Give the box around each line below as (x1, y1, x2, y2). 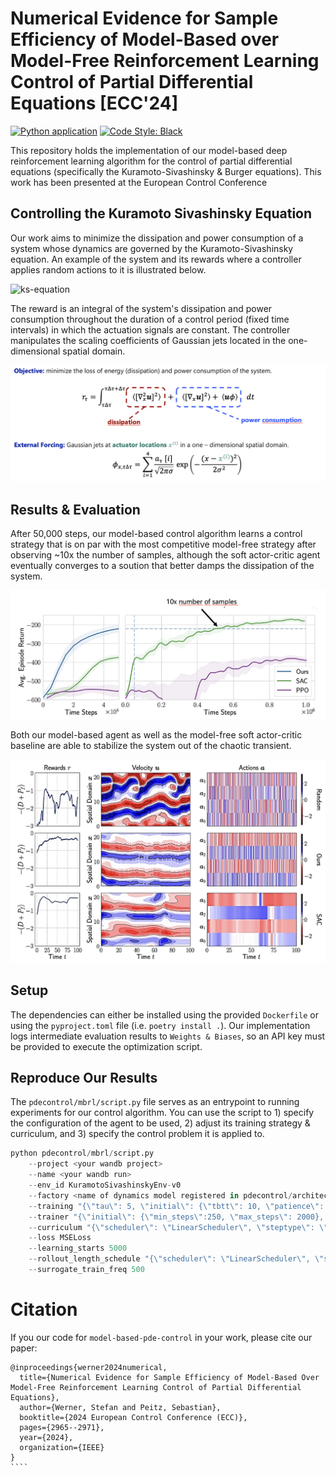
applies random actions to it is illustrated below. (10, 263, 207, 276)
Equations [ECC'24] (10, 92, 179, 115)
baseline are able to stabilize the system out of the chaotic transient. (10, 740, 292, 752)
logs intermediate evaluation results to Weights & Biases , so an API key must (10, 1030, 326, 1042)
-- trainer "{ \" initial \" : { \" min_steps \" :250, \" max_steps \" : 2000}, (28, 1212, 325, 1222)
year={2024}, (19, 1432, 74, 1442)
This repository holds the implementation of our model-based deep (10, 144, 288, 156)
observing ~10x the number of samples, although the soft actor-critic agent (10, 549, 321, 561)
